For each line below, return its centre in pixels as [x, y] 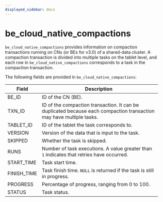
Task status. [56, 192]
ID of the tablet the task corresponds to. [87, 125]
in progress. [56, 176]
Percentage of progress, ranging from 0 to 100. [96, 184]
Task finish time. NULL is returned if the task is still [98, 170]
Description [98, 89]
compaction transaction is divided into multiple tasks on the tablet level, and [81, 57]
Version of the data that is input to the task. [91, 133]
